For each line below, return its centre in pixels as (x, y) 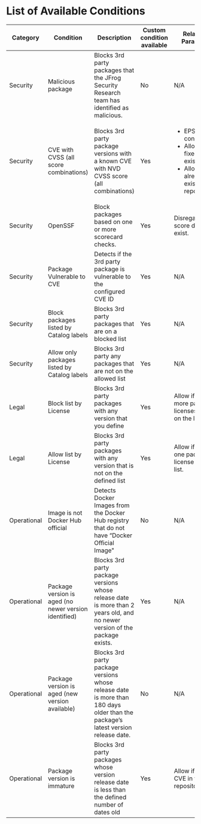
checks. (105, 244)
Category (26, 37)
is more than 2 (114, 605)
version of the (114, 627)
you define (109, 426)
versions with (113, 153)
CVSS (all (61, 157)
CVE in (183, 778)
